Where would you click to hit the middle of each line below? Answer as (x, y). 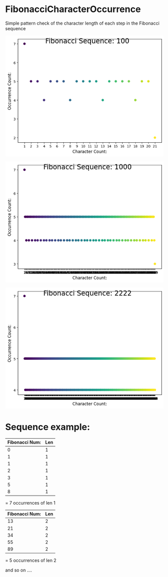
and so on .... (19, 570)
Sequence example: (48, 427)
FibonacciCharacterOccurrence (73, 9)
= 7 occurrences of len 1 (30, 503)
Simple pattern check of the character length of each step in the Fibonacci (82, 23)
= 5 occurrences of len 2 (31, 560)
